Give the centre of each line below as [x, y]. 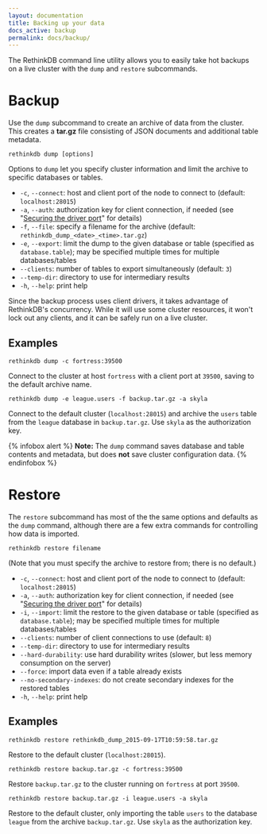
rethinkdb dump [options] [51, 154]
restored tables [44, 688]
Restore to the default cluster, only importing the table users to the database [133, 813]
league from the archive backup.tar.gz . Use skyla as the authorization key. [130, 821]
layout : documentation [46, 15]
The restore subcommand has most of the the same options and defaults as [133, 516]
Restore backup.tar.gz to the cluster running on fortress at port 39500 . [124, 784]
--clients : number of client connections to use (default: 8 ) [116, 637]
